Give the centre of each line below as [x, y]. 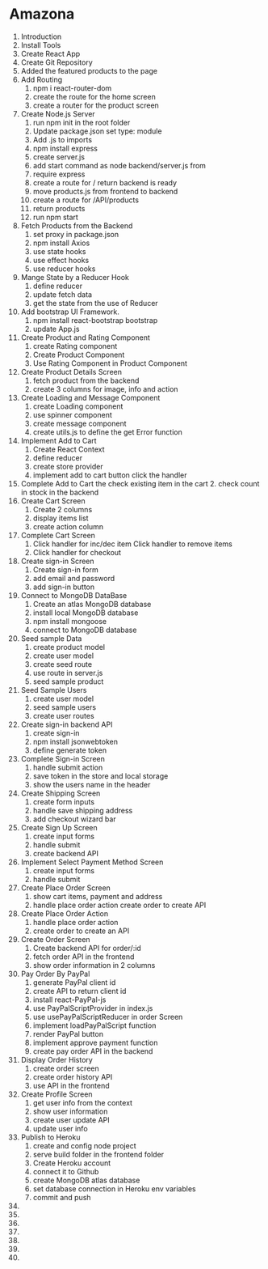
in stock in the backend [60, 492]
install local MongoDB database [86, 613]
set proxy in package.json [76, 234]
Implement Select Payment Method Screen [92, 862]
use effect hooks [61, 260]
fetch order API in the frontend [84, 957]
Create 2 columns [63, 509]
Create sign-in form [66, 569]
